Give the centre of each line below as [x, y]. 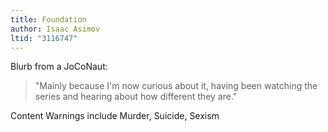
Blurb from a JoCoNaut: [59, 67]
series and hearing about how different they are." [136, 97]
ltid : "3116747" [44, 38]
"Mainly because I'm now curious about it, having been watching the [176, 86]
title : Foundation [48, 19]
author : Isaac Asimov [55, 29]
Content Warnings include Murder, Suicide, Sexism [115, 116]
